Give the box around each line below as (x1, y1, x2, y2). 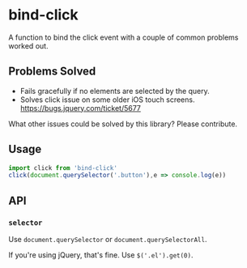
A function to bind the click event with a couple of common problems (8, 32, 239, 42)
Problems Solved (8, 65, 96, 79)
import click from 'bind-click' (8, 164, 117, 172)
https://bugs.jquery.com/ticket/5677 (19, 103, 142, 113)
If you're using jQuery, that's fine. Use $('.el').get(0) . (8, 250, 194, 260)
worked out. (8, 40, 49, 50)
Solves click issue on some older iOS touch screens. (19, 95, 195, 104)
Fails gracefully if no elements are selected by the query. (19, 86, 211, 96)
